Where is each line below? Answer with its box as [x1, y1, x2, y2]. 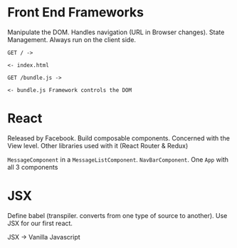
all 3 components [7, 162, 58, 171]
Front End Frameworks [7, 4, 144, 21]
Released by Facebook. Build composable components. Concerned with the [7, 133, 230, 143]
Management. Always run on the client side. [7, 35, 137, 43]
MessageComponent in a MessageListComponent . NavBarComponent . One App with [7, 155, 229, 164]
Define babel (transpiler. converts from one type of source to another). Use [7, 211, 228, 219]
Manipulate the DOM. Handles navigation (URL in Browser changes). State [7, 28, 225, 36]
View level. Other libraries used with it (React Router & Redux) [7, 141, 189, 150]
